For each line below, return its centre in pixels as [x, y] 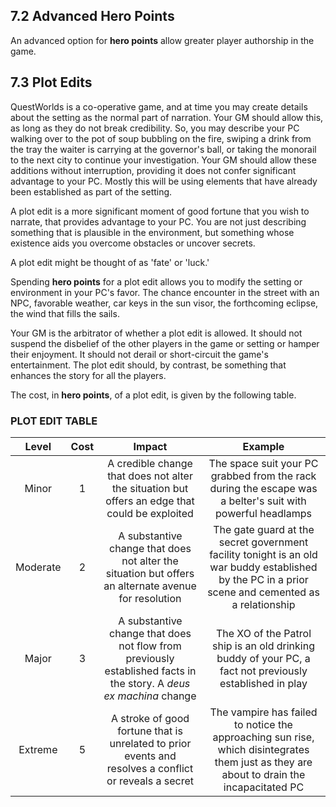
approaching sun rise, [263, 737]
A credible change [150, 463]
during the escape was [263, 488]
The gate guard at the [264, 529]
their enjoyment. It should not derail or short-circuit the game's [139, 354]
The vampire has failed [263, 712]
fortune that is [150, 731]
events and [150, 756]
